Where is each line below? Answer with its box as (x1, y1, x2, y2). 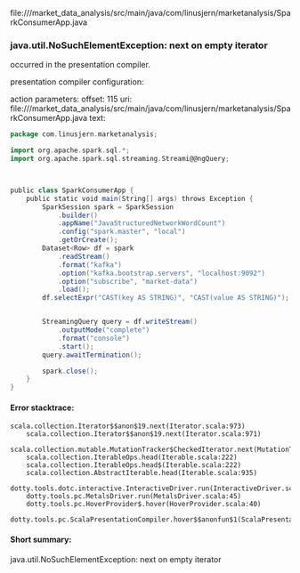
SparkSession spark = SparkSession (42, 202, 174, 212)
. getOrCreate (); (57, 236, 118, 245)
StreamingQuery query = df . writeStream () (42, 318, 199, 327)
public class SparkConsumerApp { (10, 186, 134, 195)
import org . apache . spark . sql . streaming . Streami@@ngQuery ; (10, 155, 230, 164)
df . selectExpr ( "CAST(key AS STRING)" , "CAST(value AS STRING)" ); (42, 294, 290, 303)
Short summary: (10, 534, 72, 545)
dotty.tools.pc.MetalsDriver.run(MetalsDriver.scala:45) (26, 492, 242, 501)
